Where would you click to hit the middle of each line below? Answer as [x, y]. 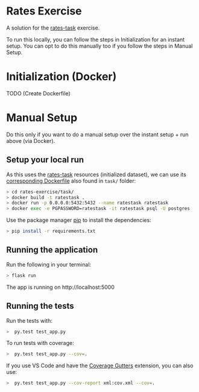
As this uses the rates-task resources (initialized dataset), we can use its [96, 174]
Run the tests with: [29, 320]
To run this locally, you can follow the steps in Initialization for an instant [96, 39]
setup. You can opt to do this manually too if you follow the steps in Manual [99, 46]
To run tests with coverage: [40, 343]
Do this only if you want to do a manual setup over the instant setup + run [97, 134]
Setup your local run [45, 160]
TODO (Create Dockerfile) [38, 93]
